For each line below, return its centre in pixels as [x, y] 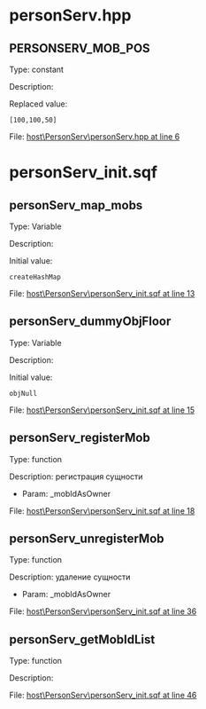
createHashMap [35, 277]
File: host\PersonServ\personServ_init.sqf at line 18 [102, 510]
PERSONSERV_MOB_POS [80, 48]
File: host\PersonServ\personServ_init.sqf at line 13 [102, 293]
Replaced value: [38, 104]
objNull [23, 393]
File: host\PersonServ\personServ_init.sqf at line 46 [103, 695]
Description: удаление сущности [70, 577]
